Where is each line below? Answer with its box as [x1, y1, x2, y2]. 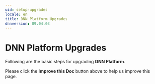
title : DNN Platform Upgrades [5, 16, 68, 21]
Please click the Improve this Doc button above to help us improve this [5, 68, 151, 74]
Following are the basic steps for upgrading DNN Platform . [5, 59, 126, 65]
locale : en [5, 12, 28, 17]
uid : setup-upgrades [5, 7, 48, 12]
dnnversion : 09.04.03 [5, 21, 50, 26]
